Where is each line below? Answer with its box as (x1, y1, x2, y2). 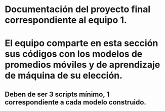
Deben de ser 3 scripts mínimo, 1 (5, 90, 110, 98)
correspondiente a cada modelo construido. (5, 98, 146, 106)
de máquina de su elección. (5, 70, 122, 82)
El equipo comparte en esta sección (5, 38, 158, 49)
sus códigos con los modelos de (5, 48, 143, 60)
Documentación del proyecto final (5, 4, 151, 15)
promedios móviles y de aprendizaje (5, 59, 160, 70)
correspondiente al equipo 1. (5, 14, 127, 26)
